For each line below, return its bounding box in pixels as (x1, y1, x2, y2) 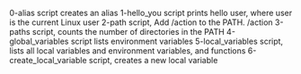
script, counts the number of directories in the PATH (31, 27, 225, 37)
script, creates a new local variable (88, 55, 218, 65)
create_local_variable (9, 55, 87, 65)
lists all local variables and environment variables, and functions (9, 45, 246, 56)
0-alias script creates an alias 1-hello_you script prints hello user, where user (9, 8, 293, 18)
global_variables (9, 36, 69, 46)
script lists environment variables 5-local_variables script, (70, 36, 284, 46)
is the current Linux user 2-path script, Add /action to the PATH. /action (9, 17, 273, 28)
